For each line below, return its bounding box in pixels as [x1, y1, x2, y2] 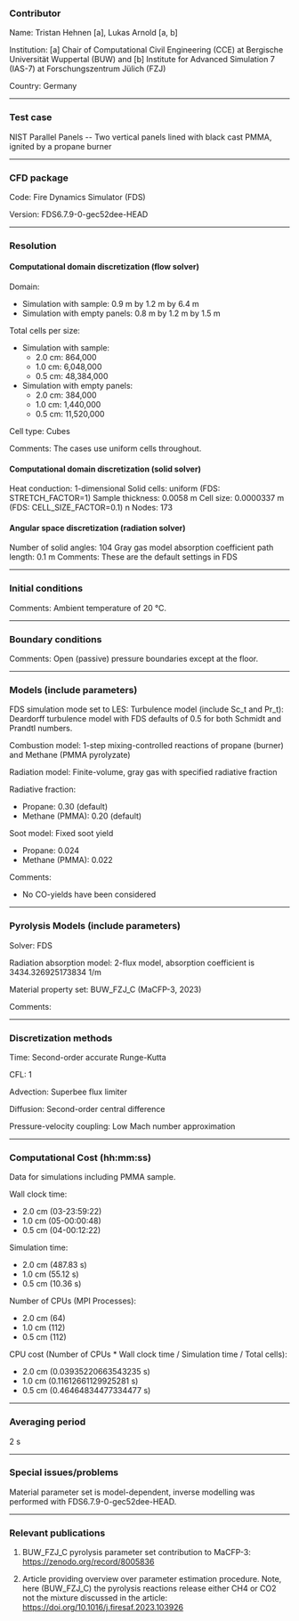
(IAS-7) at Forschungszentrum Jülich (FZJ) [9, 63, 166, 74]
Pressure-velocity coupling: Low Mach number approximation [9, 1120, 236, 1132]
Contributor [9, 7, 61, 20]
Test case [9, 111, 53, 124]
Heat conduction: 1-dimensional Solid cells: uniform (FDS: [9, 483, 221, 494]
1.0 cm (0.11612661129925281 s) [21, 1375, 139, 1386]
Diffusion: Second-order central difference [9, 1103, 166, 1114]
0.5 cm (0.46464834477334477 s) [21, 1385, 151, 1396]
